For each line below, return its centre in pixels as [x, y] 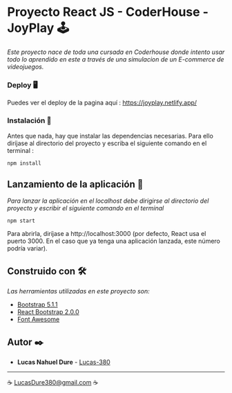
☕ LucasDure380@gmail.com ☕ [53, 382]
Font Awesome [38, 320]
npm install [24, 163]
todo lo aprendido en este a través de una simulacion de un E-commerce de [116, 59]
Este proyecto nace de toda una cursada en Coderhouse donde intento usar [116, 52]
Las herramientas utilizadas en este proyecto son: [78, 291]
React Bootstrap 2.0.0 [48, 312]
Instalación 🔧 [29, 120]
